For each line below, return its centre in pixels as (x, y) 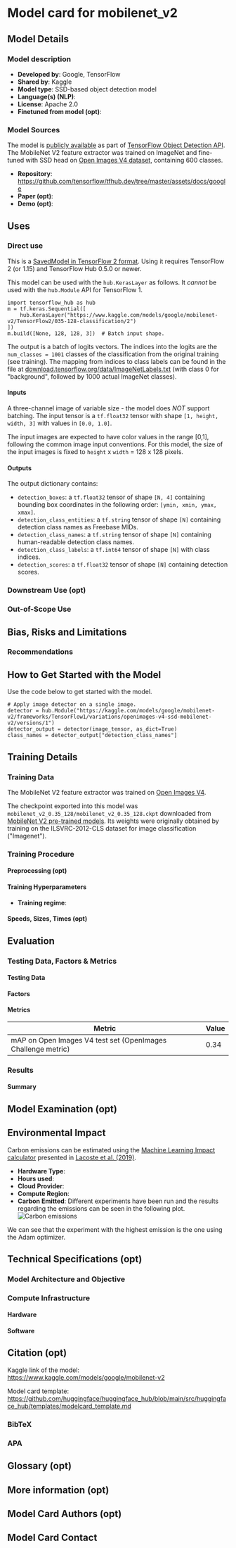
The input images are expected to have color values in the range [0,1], (108, 437)
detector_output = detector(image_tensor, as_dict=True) (92, 729)
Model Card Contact (52, 1538)
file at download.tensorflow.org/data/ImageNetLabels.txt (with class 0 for (113, 369)
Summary (22, 1087)
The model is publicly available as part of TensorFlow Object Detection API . (116, 145)
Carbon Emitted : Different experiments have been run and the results (118, 1201)
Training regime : (42, 902)
